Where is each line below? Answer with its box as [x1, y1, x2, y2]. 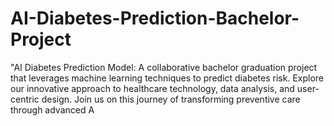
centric [10, 93, 40, 105]
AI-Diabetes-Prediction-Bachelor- [10, 7, 300, 30]
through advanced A [10, 103, 95, 116]
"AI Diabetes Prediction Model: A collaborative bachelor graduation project [10, 61, 318, 73]
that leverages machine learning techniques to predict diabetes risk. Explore [10, 72, 324, 84]
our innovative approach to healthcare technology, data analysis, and [10, 82, 295, 94]
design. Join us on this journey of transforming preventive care [41, 93, 301, 105]
